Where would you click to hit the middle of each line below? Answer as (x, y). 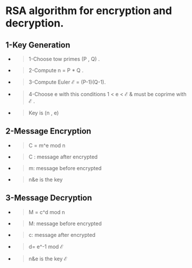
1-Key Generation (38, 45)
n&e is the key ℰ (48, 259)
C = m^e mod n (47, 145)
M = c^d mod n (47, 212)
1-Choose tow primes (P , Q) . (64, 59)
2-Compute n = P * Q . (56, 70)
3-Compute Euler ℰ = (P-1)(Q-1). (67, 82)
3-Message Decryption (49, 198)
